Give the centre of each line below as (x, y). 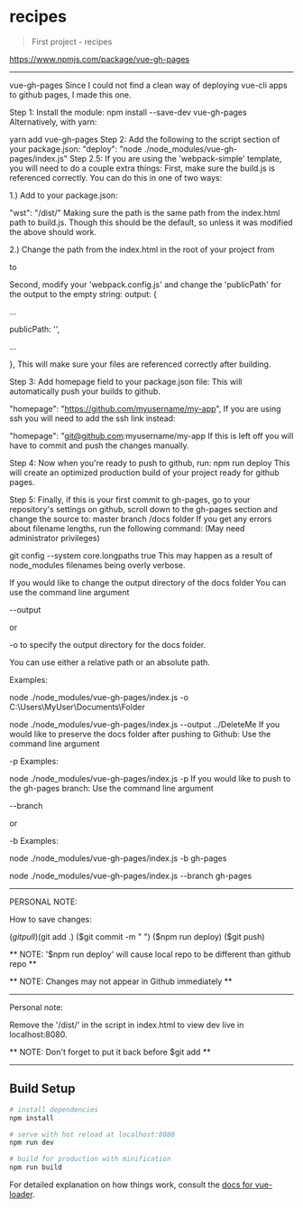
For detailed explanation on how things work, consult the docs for (131, 1185)
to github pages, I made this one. (71, 94)
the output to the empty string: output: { (83, 294)
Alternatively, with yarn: (53, 122)
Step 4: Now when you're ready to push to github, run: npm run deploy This (150, 463)
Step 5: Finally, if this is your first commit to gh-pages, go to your (130, 500)
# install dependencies (54, 1110)
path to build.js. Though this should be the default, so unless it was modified (151, 222)
